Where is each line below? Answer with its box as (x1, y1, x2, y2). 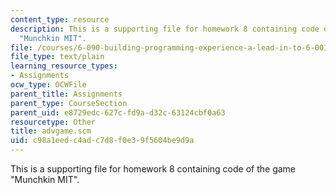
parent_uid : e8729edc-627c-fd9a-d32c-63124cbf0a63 (10, 107, 226, 118)
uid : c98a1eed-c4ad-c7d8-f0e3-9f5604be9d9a (10, 136, 195, 146)
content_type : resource (10, 14, 110, 25)
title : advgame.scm (10, 126, 92, 136)
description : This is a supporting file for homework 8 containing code (10, 24, 320, 34)
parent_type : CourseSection (10, 98, 128, 108)
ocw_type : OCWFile (10, 80, 87, 90)
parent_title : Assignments (10, 89, 123, 99)
